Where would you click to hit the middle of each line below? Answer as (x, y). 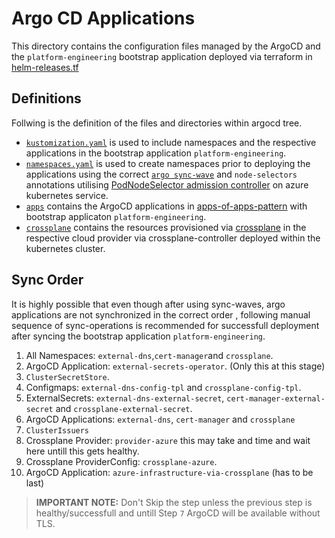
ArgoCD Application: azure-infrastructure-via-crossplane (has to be (169, 472)
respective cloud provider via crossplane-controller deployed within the (173, 238)
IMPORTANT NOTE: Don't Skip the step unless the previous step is (174, 502)
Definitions (46, 98)
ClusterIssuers (57, 430)
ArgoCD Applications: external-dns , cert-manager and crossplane (160, 419)
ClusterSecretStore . (67, 376)
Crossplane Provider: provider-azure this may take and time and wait (168, 440)
